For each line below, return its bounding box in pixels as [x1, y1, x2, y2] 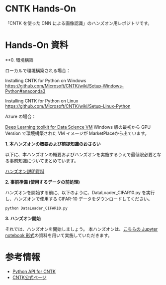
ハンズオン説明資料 [5, 168, 45, 174]
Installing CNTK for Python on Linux [5, 98, 79, 104]
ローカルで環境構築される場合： [5, 67, 71, 73]
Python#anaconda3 [5, 88, 46, 94]
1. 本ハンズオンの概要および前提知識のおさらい [5, 141, 101, 147]
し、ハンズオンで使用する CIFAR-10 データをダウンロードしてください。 [5, 196, 153, 202]
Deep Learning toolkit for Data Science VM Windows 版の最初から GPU [5, 124, 151, 130]
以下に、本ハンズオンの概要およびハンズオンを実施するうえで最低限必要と [5, 151, 158, 157]
